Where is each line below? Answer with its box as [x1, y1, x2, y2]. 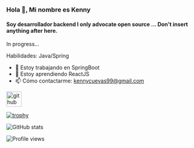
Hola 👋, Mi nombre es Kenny [6, 5, 91, 14]
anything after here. [6, 27, 58, 34]
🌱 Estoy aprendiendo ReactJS [15, 70, 90, 78]
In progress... [6, 41, 39, 48]
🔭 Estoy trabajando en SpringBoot [15, 64, 100, 72]
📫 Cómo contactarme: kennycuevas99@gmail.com [15, 77, 144, 84]
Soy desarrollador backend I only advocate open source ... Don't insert [6, 21, 188, 28]
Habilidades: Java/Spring [6, 52, 70, 59]
